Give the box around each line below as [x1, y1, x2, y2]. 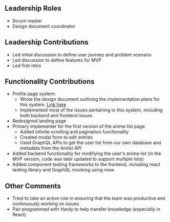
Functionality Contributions [5, 77, 95, 86]
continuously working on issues [12, 201, 79, 207]
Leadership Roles [5, 4, 62, 13]
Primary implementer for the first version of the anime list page [12, 123, 145, 129]
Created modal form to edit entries [19, 134, 93, 140]
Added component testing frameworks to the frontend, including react [12, 161, 161, 168]
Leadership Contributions [5, 38, 89, 47]
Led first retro [12, 62, 41, 69]
